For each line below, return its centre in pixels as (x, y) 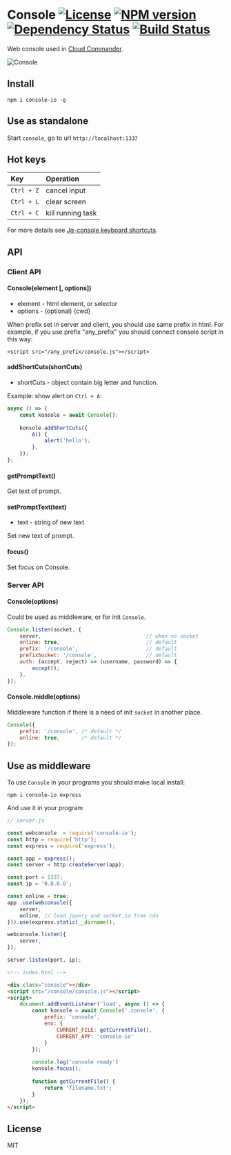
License (24, 1129)
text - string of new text (51, 522)
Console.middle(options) (44, 697)
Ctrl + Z (25, 191)
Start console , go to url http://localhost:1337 (72, 138)
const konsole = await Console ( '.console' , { (99, 1011)
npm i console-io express (44, 795)
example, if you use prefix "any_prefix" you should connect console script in (115, 332)
